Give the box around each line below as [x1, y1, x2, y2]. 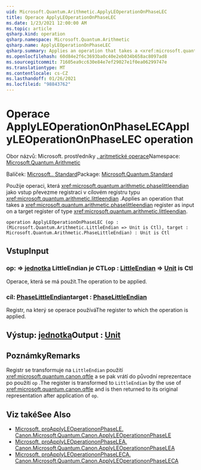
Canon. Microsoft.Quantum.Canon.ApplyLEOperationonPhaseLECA [14, 457, 179, 464]
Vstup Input [6, 246, 49, 256]
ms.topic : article [6, 25, 52, 32]
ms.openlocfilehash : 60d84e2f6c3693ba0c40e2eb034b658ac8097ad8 [6, 53, 167, 59]
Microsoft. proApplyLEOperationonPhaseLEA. [14, 438, 127, 445]
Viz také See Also [6, 409, 71, 420]
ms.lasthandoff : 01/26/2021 [6, 76, 77, 82]
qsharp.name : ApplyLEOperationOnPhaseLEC [6, 43, 111, 49]
